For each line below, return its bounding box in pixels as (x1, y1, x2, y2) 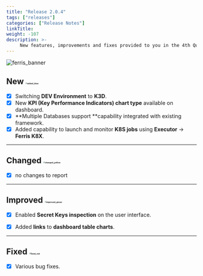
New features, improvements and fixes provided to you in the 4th (19, 43, 190, 49)
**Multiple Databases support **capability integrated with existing (14, 112, 182, 119)
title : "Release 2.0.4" (6, 8, 66, 15)
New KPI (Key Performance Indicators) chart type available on (14, 99, 173, 106)
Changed (6, 155, 42, 166)
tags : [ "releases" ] (6, 14, 56, 20)
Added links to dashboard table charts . (14, 223, 115, 230)
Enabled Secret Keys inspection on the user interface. (14, 211, 152, 218)
